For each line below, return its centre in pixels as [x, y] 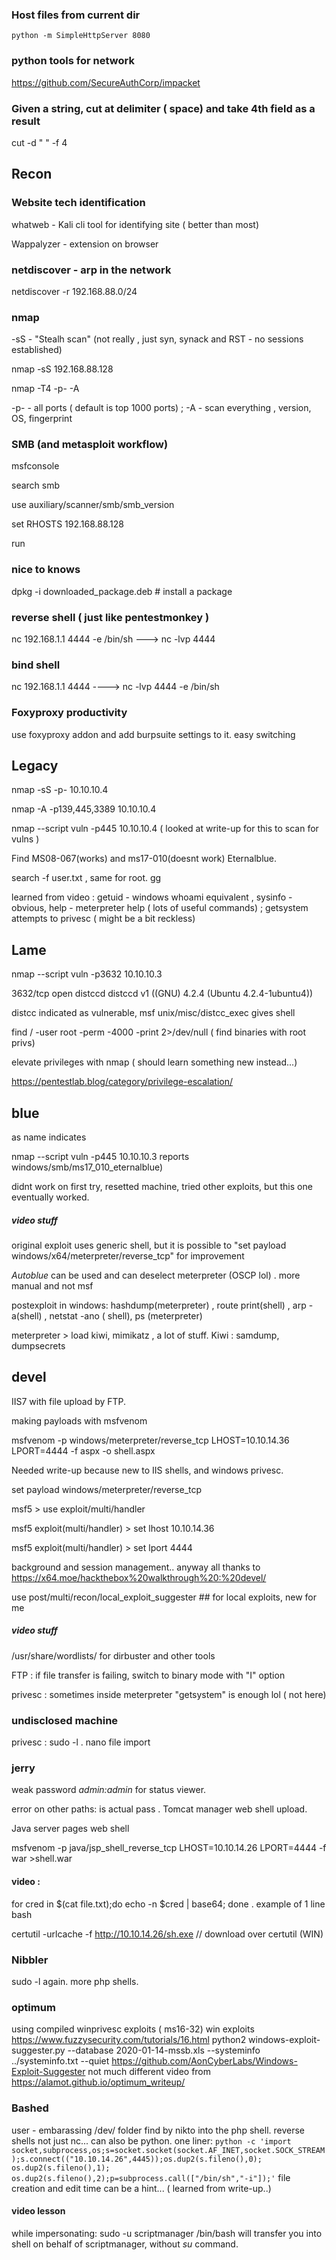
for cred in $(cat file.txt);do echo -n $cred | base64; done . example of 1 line [168, 1904]
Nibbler [30, 1960]
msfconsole [35, 466]
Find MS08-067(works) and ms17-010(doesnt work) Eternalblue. [144, 859]
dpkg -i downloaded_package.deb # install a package [122, 591]
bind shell [36, 665]
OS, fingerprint [42, 419]
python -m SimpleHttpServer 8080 [81, 36]
